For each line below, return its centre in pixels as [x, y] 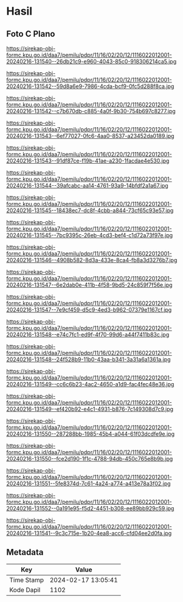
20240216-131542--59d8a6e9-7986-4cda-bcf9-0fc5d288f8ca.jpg [90, 86]
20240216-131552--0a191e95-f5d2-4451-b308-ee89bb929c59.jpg [90, 508]
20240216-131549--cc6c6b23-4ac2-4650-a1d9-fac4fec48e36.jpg [90, 384]
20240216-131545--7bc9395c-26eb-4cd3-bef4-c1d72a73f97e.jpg [90, 235]
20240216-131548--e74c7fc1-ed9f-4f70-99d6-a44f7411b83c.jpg [88, 335]
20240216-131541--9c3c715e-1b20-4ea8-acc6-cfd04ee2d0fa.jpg [89, 533]
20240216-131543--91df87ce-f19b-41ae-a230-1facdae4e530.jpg [88, 161]
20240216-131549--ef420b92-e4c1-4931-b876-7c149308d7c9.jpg [90, 409]
